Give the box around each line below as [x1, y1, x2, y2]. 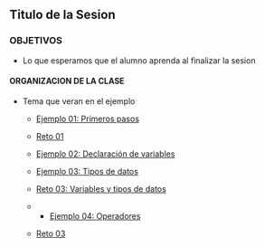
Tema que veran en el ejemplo [22, 95, 136, 107]
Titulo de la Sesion [9, 7, 116, 23]
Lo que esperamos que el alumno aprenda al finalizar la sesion [22, 54, 256, 66]
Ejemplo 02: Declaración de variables [35, 148, 175, 159]
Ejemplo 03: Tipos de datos [35, 166, 138, 176]
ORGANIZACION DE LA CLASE [9, 76, 125, 87]
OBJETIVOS [9, 34, 63, 47]
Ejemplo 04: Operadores [49, 210, 141, 221]
